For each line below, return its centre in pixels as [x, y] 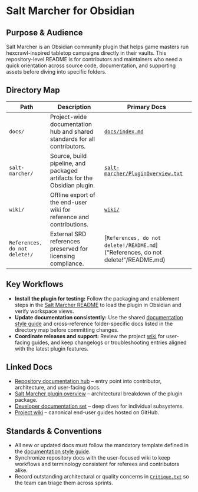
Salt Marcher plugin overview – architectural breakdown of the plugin [98, 394]
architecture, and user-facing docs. [58, 388]
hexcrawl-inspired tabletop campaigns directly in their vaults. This [86, 53]
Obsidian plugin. [72, 185]
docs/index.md [124, 131]
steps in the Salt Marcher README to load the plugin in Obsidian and [98, 305]
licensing [62, 256]
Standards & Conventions [54, 431]
